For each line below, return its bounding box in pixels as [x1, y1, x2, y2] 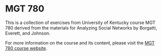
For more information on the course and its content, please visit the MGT [5, 39, 155, 45]
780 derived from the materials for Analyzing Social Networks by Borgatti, [5, 24, 157, 30]
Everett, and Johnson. [5, 30, 51, 36]
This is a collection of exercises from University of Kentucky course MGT [5, 19, 156, 25]
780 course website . [5, 45, 47, 51]
